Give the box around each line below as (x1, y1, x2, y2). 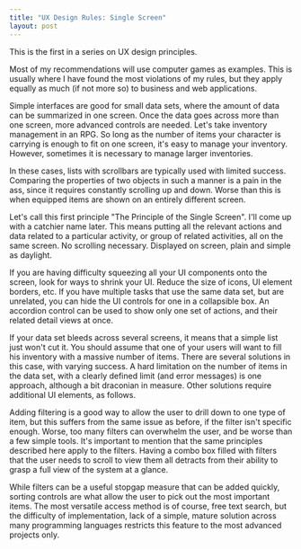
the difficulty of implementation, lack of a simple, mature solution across (9, 509, 277, 521)
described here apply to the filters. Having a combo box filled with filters (9, 445, 277, 456)
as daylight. (9, 249, 52, 261)
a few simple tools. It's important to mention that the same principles (9, 435, 263, 446)
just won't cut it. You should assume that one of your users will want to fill (9, 341, 282, 352)
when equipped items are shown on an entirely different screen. (9, 194, 246, 205)
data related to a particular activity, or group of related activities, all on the (9, 230, 284, 241)
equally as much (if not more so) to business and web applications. (9, 83, 258, 93)
